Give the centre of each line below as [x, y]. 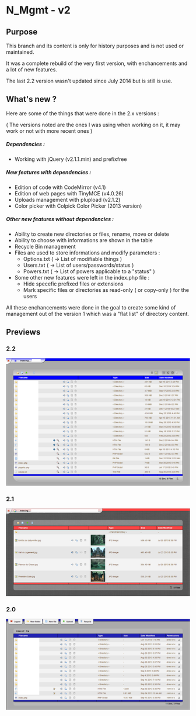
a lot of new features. [32, 70]
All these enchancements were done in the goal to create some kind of [91, 307]
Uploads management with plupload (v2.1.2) [67, 199]
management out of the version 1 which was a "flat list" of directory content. [98, 314]
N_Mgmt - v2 [38, 10]
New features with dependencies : [49, 173]
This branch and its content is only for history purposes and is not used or [95, 46]
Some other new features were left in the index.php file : [82, 277]
